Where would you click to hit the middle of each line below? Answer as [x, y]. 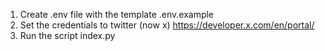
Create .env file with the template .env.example [117, 14]
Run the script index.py [67, 35]
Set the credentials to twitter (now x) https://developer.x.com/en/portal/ [167, 25]
